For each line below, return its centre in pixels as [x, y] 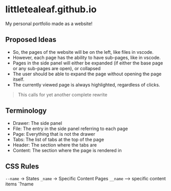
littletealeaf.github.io [51, 9]
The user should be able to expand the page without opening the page [87, 74]
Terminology [26, 111]
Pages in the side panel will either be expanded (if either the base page [88, 63]
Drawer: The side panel [37, 123]
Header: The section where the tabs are [55, 145]
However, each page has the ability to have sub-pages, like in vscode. [87, 57]
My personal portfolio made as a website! [49, 24]
